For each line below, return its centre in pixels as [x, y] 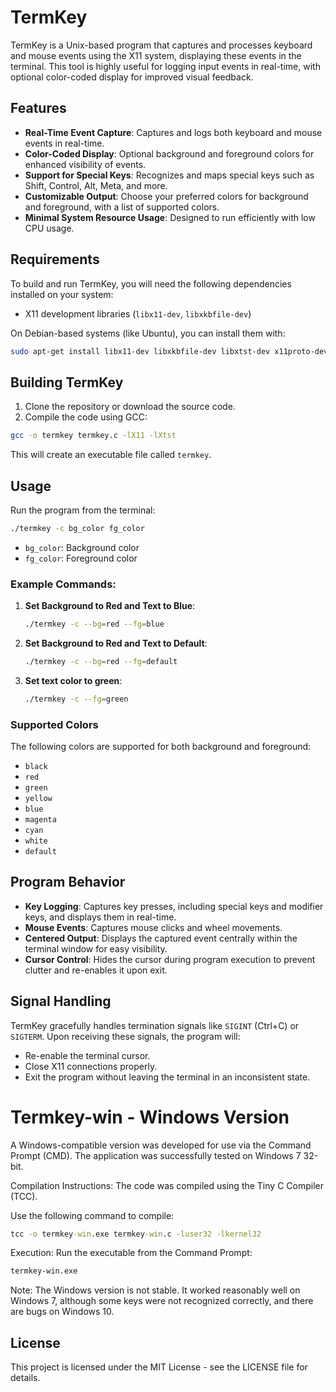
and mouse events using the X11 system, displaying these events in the [156, 55]
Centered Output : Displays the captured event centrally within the [161, 938]
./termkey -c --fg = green [76, 699]
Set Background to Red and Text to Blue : [110, 606]
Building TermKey [67, 382]
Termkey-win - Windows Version [150, 1117]
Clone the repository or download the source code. [130, 407]
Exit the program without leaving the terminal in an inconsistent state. [167, 1077]
